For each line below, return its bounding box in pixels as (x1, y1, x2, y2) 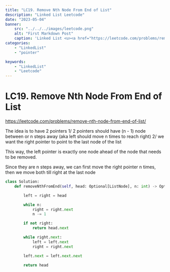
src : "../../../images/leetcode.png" (14, 26, 94, 32)
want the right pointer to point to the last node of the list (5, 139, 122, 145)
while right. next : (23, 235, 62, 240)
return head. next (32, 226, 69, 231)
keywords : (5, 59, 26, 64)
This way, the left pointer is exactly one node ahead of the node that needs (5, 148, 161, 155)
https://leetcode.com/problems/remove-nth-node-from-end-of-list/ (5, 118, 146, 125)
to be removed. (5, 154, 37, 160)
